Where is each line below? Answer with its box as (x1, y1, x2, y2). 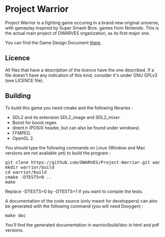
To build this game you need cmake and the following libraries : (5, 105, 133, 111)
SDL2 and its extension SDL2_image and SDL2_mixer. (12, 114, 121, 120)
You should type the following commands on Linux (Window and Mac (5, 145, 146, 150)
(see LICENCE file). (5, 77, 44, 83)
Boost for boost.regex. (12, 119, 58, 125)
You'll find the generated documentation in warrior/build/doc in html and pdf (5, 222, 160, 228)
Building (5, 92, 31, 100)
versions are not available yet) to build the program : (5, 150, 111, 156)
